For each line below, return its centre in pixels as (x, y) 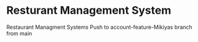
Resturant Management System (89, 10)
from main (19, 33)
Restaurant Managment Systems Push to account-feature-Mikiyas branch (99, 27)
